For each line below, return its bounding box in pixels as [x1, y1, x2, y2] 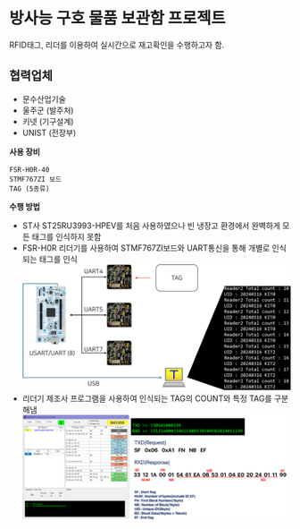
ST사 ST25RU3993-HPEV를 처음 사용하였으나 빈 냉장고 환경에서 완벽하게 [21, 220, 281, 231]
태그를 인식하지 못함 [31, 231, 102, 242]
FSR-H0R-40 [9, 165, 50, 175]
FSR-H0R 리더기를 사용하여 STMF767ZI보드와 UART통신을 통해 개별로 [21, 243, 271, 253]
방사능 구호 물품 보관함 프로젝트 [9, 8, 226, 29]
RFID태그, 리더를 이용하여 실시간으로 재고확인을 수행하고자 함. [9, 39, 225, 50]
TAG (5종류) [9, 184, 50, 193]
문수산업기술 [21, 93, 67, 104]
